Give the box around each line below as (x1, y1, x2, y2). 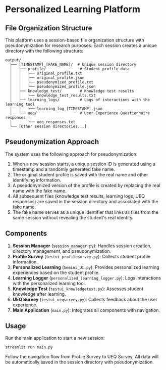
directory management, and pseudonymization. (12, 248, 112, 254)
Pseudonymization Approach (5, 137, 99, 146)
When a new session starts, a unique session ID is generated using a (12, 161, 155, 167)
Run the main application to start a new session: (5, 335, 105, 341)
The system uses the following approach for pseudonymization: (5, 151, 138, 157)
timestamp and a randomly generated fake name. (12, 166, 115, 172)
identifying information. (12, 177, 62, 183)
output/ (5, 58, 22, 63)
